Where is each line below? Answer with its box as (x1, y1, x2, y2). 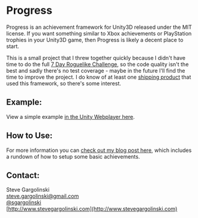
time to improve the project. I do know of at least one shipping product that (6, 73, 191, 80)
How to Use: (6, 130, 53, 141)
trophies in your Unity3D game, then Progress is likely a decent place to (6, 36, 184, 43)
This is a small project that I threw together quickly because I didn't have (6, 54, 186, 61)
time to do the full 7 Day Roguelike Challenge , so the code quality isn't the (6, 61, 189, 68)
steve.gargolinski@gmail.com (6, 193, 79, 200)
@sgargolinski (6, 199, 41, 206)
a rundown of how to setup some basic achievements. (6, 153, 140, 160)
